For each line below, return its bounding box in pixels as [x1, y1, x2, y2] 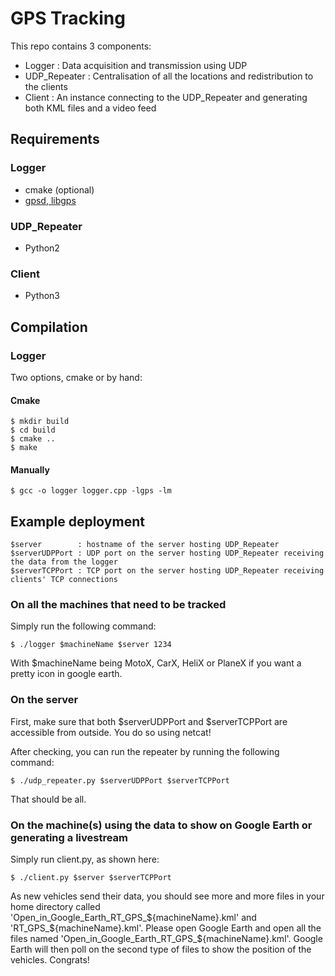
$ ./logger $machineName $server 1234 [10, 640, 172, 650]
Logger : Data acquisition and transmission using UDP [24, 59, 248, 71]
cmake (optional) [24, 183, 95, 196]
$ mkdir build [10, 417, 70, 427]
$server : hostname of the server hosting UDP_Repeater [10, 540, 280, 550]
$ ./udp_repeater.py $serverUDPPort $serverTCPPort [10, 775, 230, 786]
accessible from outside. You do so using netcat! [10, 726, 212, 738]
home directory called [10, 901, 101, 913]
